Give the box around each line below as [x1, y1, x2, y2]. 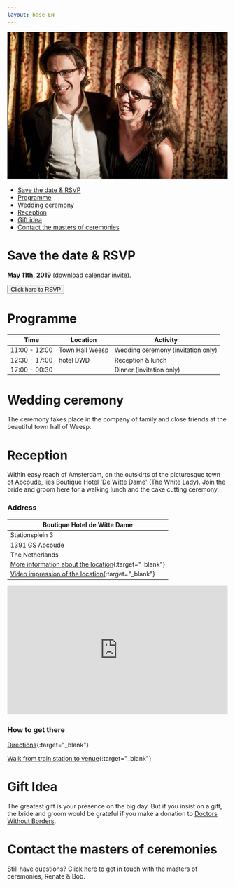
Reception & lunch [114, 356, 167, 364]
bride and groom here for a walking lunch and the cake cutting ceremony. [7, 485, 219, 494]
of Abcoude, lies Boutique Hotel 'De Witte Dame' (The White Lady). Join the [7, 478, 226, 487]
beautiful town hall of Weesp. [7, 423, 92, 431]
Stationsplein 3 [10, 531, 54, 539]
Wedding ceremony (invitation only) [114, 346, 218, 354]
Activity [154, 336, 178, 344]
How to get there [7, 724, 65, 734]
